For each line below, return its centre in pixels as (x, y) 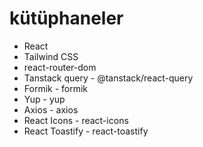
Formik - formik (56, 88)
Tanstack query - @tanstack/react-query (108, 78)
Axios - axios (51, 109)
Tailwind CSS (51, 56)
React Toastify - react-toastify (86, 131)
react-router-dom (60, 67)
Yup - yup (44, 99)
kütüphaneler (66, 18)
